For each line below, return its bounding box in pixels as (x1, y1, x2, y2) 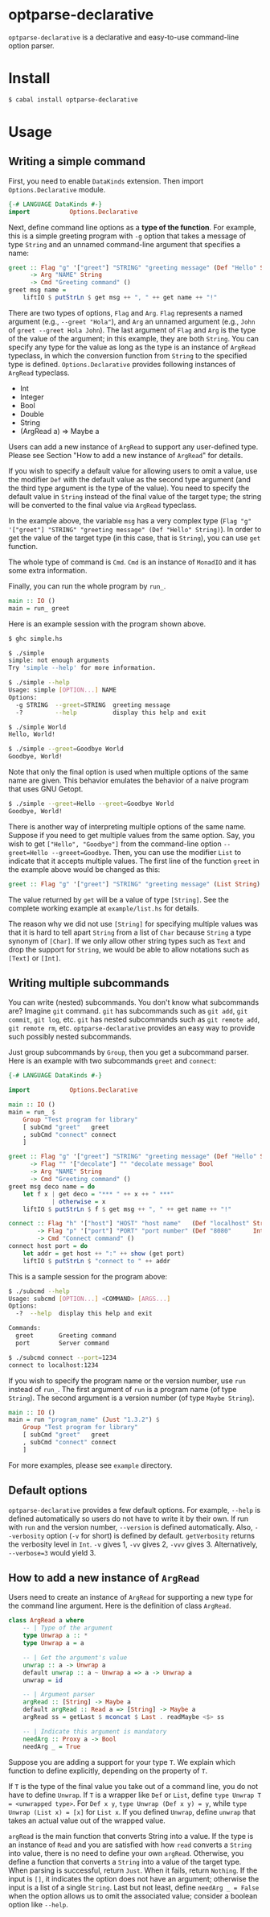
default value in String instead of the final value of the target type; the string (8, 491, 262, 501)
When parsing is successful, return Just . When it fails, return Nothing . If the (8, 1865, 258, 1875)
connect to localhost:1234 (8, 1361, 99, 1370)
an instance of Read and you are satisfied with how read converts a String (8, 1840, 252, 1849)
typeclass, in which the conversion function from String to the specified (8, 350, 247, 360)
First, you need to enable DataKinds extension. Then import (8, 176, 204, 186)
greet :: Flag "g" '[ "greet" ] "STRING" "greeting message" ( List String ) (8, 880, 261, 888)
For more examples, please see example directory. (8, 1460, 173, 1470)
